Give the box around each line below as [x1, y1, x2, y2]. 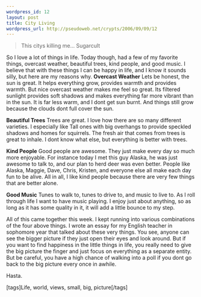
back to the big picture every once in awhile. [6, 260, 117, 268]
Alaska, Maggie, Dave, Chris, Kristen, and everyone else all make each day [6, 167, 191, 174]
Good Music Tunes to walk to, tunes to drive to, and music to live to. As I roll [6, 191, 196, 199]
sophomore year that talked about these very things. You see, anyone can [6, 228, 190, 236]
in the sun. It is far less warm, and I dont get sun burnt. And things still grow [6, 99, 194, 106]
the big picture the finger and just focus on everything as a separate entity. [6, 248, 192, 255]
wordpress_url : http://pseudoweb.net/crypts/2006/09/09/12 [6, 25, 158, 32]
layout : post [6, 14, 39, 20]
